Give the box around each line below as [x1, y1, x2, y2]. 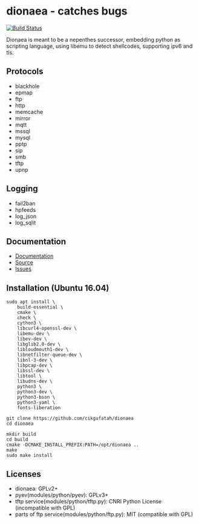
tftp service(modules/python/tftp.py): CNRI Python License [15, 498, 162, 505]
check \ [17, 315, 36, 321]
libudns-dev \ [17, 378, 53, 385]
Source [15, 259, 33, 266]
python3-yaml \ [17, 399, 56, 406]
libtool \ [17, 373, 42, 379]
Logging [6, 183, 38, 194]
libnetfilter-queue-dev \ [17, 352, 83, 358]
